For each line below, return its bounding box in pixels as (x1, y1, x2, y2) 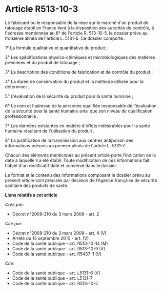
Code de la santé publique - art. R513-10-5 (12, 280, 98, 286)
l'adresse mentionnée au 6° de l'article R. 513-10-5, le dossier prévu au (5, 30, 148, 36)
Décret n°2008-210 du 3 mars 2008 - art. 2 (12, 211, 99, 217)
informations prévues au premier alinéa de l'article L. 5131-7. (5, 142, 126, 148)
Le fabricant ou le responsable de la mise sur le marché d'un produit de (5, 20, 149, 26)
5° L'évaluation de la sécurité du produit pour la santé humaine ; (5, 93, 133, 99)
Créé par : (5, 201, 24, 207)
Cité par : (5, 220, 23, 226)
